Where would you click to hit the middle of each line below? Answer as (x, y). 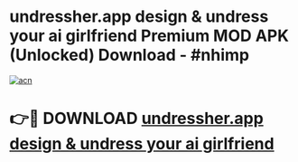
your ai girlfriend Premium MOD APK (149, 36)
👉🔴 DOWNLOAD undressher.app (136, 119)
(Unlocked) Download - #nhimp (130, 55)
